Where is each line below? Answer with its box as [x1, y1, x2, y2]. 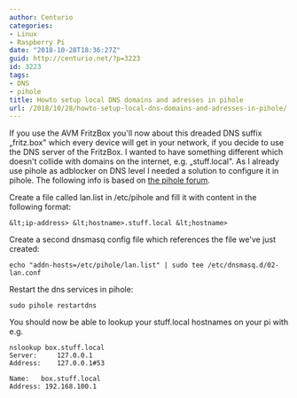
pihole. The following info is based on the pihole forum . [9, 175, 211, 186]
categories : [9, 21, 53, 30]
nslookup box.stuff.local [9, 343, 105, 353]
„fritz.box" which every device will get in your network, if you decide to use [9, 137, 285, 148]
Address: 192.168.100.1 [9, 382, 98, 391]
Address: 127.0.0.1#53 [9, 359, 105, 368]
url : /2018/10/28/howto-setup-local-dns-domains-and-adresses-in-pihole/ [9, 104, 288, 113]
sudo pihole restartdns [9, 301, 98, 310]
